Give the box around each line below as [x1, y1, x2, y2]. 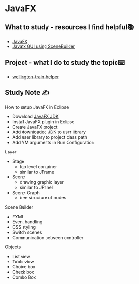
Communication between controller [12, 234, 84, 240]
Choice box [12, 263, 36, 269]
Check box [12, 269, 34, 275]
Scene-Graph [12, 189, 40, 196]
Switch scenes [12, 229, 42, 235]
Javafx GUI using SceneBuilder [12, 44, 75, 49]
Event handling [12, 218, 43, 225]
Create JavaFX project [12, 124, 58, 130]
